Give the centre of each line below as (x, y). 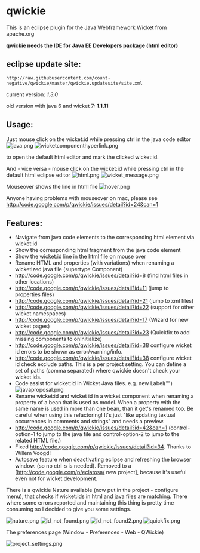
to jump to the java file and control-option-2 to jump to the (108, 434)
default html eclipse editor (38, 175)
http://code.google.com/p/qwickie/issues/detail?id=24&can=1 (82, 204)
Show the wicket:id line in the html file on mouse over (80, 256)
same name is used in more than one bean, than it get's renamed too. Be (104, 409)
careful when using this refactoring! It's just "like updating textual (95, 415)
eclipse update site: (44, 64)
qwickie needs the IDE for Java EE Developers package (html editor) (92, 45)
